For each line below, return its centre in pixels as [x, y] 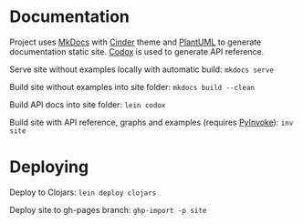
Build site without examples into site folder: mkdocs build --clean [132, 87]
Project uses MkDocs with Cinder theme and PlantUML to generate [136, 42]
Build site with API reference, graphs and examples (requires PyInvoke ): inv [151, 122]
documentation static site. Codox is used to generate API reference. [137, 51]
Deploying [49, 167]
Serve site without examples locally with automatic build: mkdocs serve [141, 69]
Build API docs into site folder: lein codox [88, 104]
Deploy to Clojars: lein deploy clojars [83, 192]
